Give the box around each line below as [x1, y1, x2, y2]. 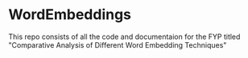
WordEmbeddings [8, 6, 131, 24]
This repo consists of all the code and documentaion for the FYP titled [8, 32, 241, 41]
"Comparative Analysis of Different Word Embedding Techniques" [8, 40, 227, 49]
